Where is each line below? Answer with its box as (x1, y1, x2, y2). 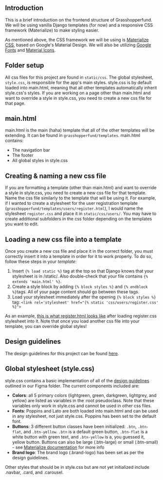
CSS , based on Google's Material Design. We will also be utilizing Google (5, 42, 151, 48)
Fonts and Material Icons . (5, 47, 56, 53)
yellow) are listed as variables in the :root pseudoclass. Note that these (12, 397, 154, 403)
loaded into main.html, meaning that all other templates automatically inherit (5, 85, 157, 90)
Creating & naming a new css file (5, 172, 107, 180)
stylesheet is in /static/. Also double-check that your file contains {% (12, 273, 148, 279)
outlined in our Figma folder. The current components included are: (5, 383, 140, 389)
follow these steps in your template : (5, 259, 77, 264)
